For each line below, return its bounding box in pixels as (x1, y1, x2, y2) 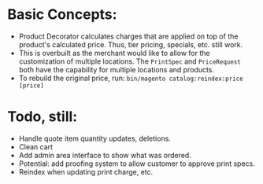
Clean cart (18, 142, 53, 151)
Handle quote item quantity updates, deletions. (18, 134, 171, 143)
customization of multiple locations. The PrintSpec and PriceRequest (18, 57, 241, 66)
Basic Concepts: (7, 6, 117, 24)
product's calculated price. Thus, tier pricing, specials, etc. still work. (18, 39, 243, 49)
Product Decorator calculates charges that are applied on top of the (18, 31, 239, 41)
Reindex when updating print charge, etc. (18, 167, 154, 176)
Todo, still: (7, 108, 78, 126)
